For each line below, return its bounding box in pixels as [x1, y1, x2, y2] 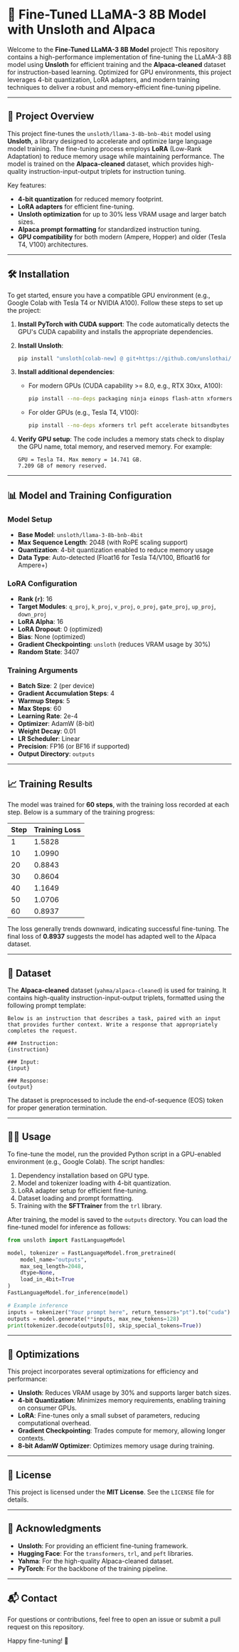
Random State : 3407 [17, 648, 80, 656]
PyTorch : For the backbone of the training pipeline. [17, 1564, 168, 1573]
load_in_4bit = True [20, 1276, 75, 1283]
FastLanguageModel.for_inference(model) [7, 1289, 129, 1297]
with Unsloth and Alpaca [7, 21, 156, 38]
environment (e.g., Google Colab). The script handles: [7, 1157, 165, 1165]
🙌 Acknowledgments [7, 1522, 102, 1534]
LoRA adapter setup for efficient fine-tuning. [17, 1186, 148, 1195]
